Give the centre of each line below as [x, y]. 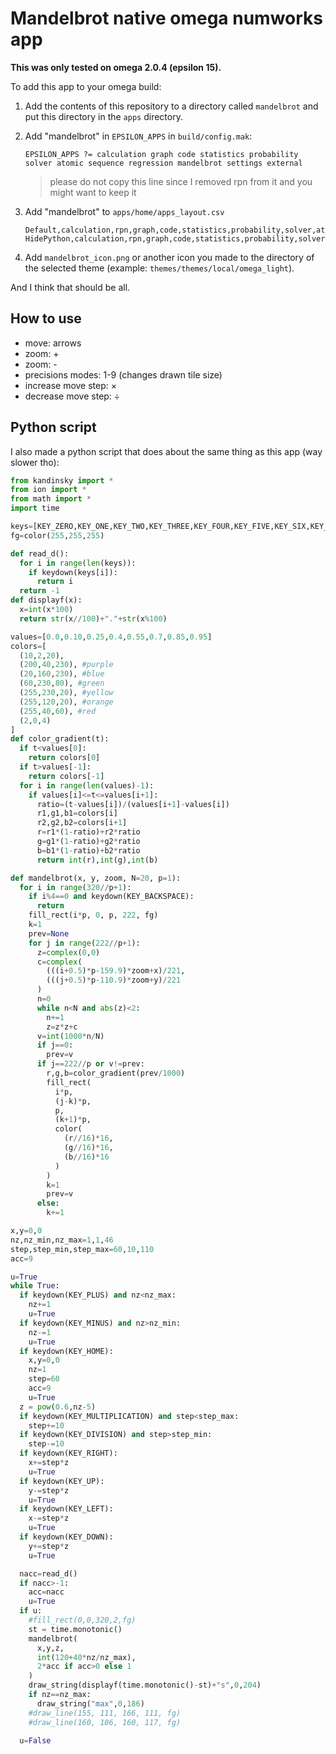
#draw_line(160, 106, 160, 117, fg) [105, 1722]
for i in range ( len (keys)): [78, 563]
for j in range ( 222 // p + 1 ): [84, 943]
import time [35, 508]
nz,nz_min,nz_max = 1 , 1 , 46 [62, 1240]
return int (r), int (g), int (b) [97, 860]
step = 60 [44, 1379]
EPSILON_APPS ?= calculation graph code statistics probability [161, 154]
